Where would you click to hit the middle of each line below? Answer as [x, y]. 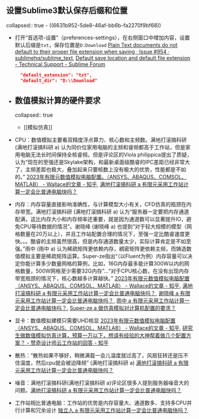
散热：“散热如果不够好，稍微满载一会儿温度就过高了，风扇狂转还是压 [99, 356]
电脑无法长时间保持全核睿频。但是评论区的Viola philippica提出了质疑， [106, 155]
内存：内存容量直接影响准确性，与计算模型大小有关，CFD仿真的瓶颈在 [100, 204]
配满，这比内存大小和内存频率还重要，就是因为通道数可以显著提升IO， [100, 219]
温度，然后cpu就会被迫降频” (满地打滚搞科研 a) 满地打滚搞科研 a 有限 [104, 363]
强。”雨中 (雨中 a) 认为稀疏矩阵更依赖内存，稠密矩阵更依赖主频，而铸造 [100, 249]
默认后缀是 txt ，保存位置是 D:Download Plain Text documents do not [96, 45]
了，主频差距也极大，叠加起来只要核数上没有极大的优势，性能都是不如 [100, 169]
